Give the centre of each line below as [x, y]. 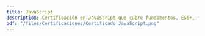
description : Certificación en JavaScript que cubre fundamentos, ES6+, [101, 18]
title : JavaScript [30, 12]
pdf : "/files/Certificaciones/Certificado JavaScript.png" [83, 23]
